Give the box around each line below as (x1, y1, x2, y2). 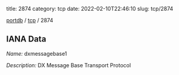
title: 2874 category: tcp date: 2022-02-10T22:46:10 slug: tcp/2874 (6, 5, 174, 12)
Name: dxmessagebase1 (6, 50, 68, 57)
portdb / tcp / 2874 (6, 17, 54, 23)
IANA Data (6, 34, 46, 44)
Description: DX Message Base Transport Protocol (6, 61, 131, 68)
